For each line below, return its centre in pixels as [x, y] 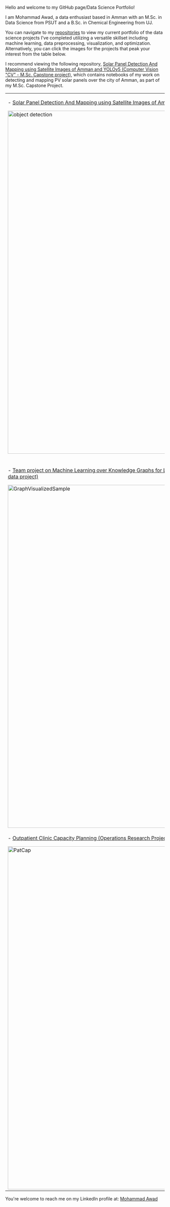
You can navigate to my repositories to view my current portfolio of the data [84, 32]
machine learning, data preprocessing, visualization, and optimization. [78, 43]
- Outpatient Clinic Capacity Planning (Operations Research [79, 838]
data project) [23, 476]
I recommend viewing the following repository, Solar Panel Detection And [81, 64]
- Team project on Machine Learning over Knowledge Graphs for [85, 470]
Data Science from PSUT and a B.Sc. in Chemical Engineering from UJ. [79, 23]
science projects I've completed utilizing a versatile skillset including [77, 38]
